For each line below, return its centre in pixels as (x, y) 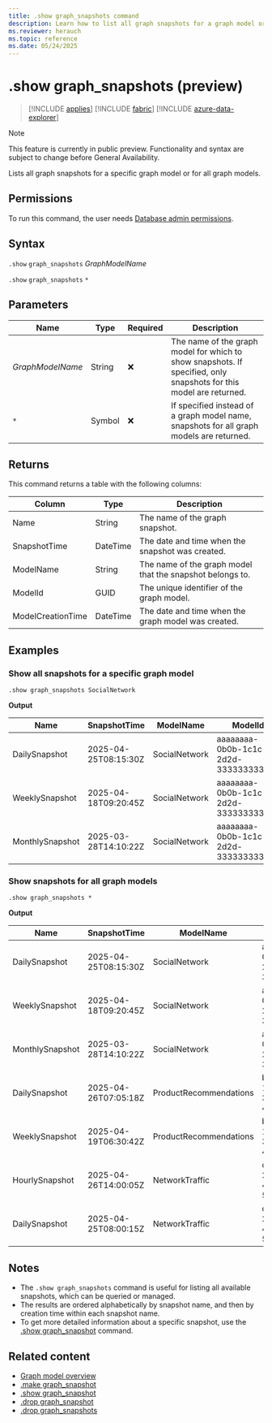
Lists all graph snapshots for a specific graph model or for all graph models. (135, 173)
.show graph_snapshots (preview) (126, 87)
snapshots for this (205, 382)
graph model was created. (189, 621)
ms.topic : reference (43, 39)
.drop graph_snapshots (59, 1410)
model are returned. (209, 392)
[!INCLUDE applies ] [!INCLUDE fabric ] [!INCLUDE (110, 109)
